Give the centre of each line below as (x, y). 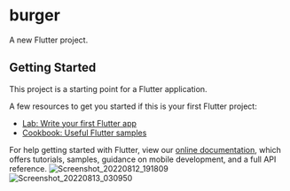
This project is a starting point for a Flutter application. (108, 88)
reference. (28, 168)
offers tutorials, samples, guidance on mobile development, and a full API (143, 159)
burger (35, 15)
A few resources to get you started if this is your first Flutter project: (133, 106)
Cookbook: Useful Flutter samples (84, 133)
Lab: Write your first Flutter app (79, 123)
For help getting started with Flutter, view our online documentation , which (145, 149)
